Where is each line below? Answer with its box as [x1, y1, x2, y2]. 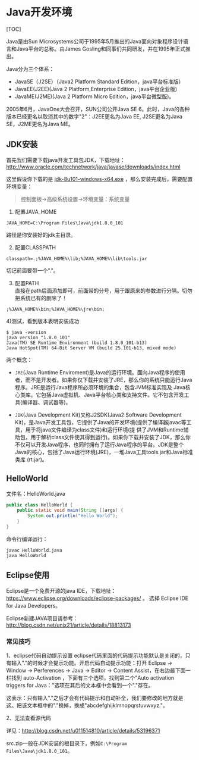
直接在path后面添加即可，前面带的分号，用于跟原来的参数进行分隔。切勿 [14, 287, 193, 294]
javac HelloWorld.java [6, 547, 62, 553]
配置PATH [14, 279, 39, 286]
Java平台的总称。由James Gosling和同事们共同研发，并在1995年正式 [16, 45, 186, 52]
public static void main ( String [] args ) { [17, 507, 124, 514]
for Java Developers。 [6, 602, 61, 609]
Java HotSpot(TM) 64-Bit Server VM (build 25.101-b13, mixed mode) [6, 345, 177, 351]
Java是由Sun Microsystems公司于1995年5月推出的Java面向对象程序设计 [6, 37, 184, 45]
